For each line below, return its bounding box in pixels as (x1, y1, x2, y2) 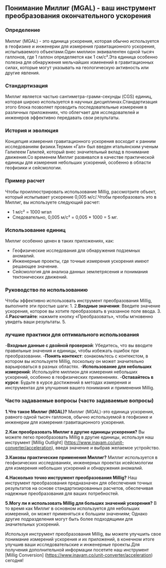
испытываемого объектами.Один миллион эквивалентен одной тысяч (5, 48, 155, 54)
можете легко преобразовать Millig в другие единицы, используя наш (5, 434, 154, 440)
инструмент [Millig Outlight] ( (5, 439, 66, 445)
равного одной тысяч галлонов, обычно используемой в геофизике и (5, 414, 153, 420)
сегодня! (5, 557, 24, 563)
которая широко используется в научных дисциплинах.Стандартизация (5, 99, 158, 105)
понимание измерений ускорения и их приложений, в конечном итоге (5, 536, 155, 542)
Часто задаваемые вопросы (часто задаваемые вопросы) (5, 397, 154, 404)
